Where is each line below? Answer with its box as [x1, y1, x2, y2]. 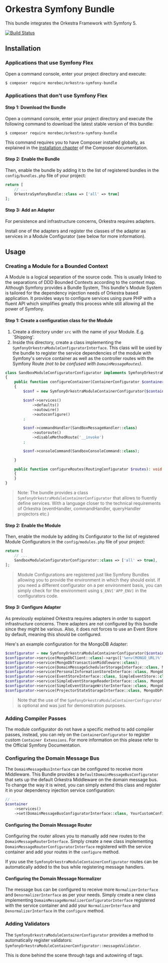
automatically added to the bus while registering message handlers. [5, 864, 145, 870]
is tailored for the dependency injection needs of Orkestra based [5, 290, 138, 296]
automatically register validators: [5, 937, 72, 943]
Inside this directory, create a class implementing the [12, 339, 121, 345]
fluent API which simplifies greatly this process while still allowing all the [5, 300, 154, 306]
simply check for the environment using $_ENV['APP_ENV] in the [17, 587, 147, 593]
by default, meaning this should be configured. [5, 631, 101, 637]
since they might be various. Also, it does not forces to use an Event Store [5, 626, 157, 632]
